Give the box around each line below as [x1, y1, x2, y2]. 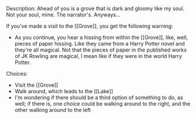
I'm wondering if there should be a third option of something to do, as [14, 94, 184, 101]
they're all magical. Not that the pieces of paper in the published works [14, 46, 187, 53]
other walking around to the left [14, 107, 91, 113]
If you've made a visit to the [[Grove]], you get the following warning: [6, 23, 174, 29]
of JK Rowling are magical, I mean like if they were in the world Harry [14, 53, 182, 59]
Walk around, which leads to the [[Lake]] [14, 88, 114, 94]
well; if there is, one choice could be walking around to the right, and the [14, 100, 191, 107]
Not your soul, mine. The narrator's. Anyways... [6, 11, 121, 18]
